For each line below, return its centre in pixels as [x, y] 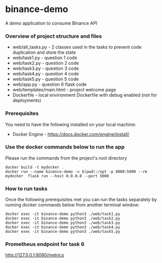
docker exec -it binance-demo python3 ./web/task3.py [63, 223]
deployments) [27, 100]
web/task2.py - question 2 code [46, 63]
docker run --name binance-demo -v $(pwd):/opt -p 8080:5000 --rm [76, 172]
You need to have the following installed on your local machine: [71, 124]
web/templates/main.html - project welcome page [64, 90]
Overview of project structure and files [54, 36]
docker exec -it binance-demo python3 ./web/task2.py [63, 219]
